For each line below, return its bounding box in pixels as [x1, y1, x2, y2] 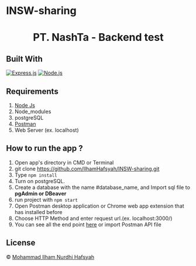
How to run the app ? [6, 143, 83, 153]
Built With [6, 54, 43, 64]
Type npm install [14, 171, 57, 178]
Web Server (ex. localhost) [14, 127, 79, 134]
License [6, 238, 36, 248]
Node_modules [14, 108, 51, 115]
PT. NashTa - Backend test [33, 31, 164, 44]
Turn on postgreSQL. [14, 177, 66, 184]
